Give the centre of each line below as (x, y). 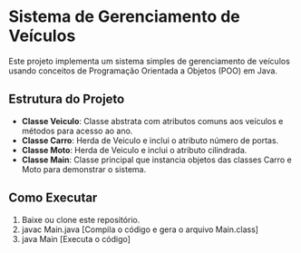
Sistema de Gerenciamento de (125, 17)
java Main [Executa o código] (76, 238)
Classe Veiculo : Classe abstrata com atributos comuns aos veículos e (152, 121)
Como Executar (53, 198)
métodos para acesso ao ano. (77, 131)
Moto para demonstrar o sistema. (84, 169)
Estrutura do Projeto (67, 99)
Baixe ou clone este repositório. (81, 219)
